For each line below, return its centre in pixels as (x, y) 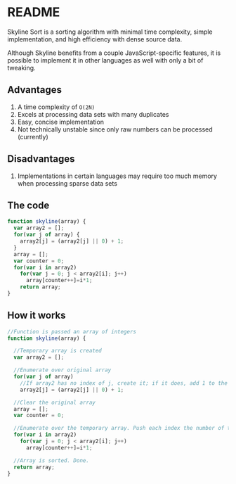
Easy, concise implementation (60, 122)
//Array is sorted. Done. (52, 460)
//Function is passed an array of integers (72, 331)
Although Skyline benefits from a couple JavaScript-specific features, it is (114, 53)
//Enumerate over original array (63, 370)
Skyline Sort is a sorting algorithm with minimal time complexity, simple (110, 32)
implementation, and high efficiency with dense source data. (95, 39)
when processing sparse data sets (67, 183)
